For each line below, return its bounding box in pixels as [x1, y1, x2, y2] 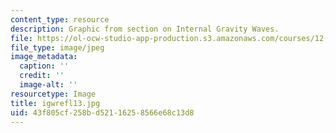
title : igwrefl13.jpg [10, 98, 101, 108]
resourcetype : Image [10, 89, 97, 99]
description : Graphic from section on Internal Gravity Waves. [10, 24, 280, 34]
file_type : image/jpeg [10, 42, 105, 53]
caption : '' [19, 61, 70, 71]
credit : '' [19, 71, 65, 81]
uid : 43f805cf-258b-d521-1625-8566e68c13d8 [10, 107, 195, 118]
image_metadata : [10, 52, 78, 62]
